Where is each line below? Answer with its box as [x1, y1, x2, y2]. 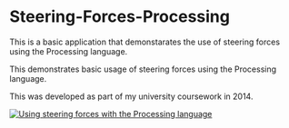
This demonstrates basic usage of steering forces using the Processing [9, 64, 277, 74]
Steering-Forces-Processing [9, 6, 230, 27]
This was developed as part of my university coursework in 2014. [9, 91, 254, 102]
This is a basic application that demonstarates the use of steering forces [9, 36, 280, 47]
